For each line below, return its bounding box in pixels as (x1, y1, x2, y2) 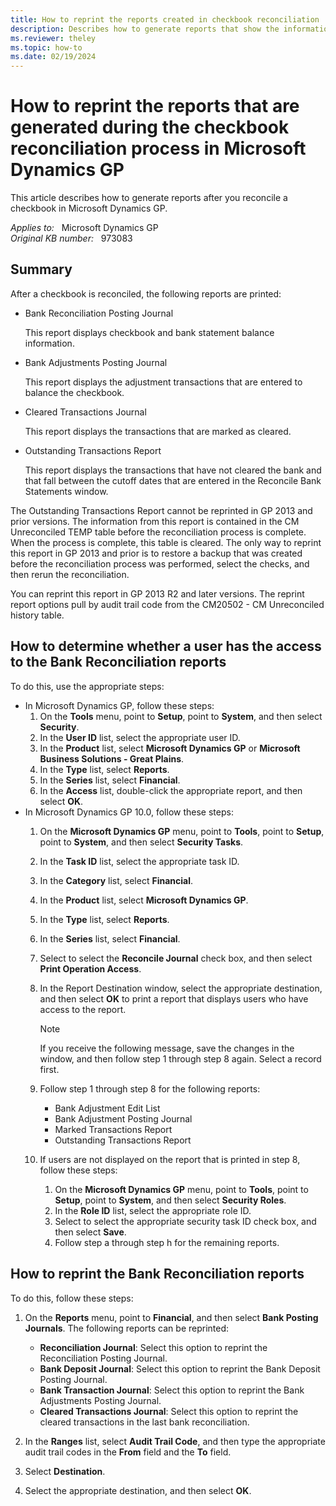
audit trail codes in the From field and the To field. (24, 1446, 232, 1458)
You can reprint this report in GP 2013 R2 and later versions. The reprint (10, 587, 305, 600)
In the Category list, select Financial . (39, 874, 193, 886)
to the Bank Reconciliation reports (10, 654, 227, 671)
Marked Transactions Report (54, 1123, 173, 1135)
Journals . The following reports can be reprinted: (24, 1322, 230, 1334)
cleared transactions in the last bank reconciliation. (39, 1416, 250, 1428)
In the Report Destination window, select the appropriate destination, (39, 982, 323, 994)
